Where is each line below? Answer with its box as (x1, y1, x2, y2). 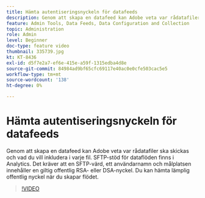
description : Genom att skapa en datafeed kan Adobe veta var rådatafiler (6, 15, 201, 21)
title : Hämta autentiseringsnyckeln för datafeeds (6, 9, 138, 15)
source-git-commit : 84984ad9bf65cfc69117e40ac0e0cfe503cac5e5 (6, 65, 168, 72)
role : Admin (6, 32, 37, 38)
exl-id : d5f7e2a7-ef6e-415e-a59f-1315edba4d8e (6, 60, 127, 66)
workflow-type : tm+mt (6, 71, 62, 77)
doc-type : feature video (6, 43, 70, 49)
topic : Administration (6, 26, 64, 32)
